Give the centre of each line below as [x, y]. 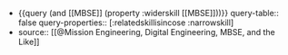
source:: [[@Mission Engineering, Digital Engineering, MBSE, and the [146, 32]
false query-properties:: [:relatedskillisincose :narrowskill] [126, 23]
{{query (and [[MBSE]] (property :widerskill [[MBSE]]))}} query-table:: [148, 13]
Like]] [29, 41]
